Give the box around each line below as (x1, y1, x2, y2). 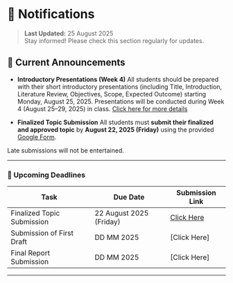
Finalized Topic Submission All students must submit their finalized (17, 118, 214, 126)
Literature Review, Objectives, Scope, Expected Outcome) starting (17, 89, 207, 98)
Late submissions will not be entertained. (7, 146, 125, 155)
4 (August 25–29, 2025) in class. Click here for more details (17, 104, 188, 113)
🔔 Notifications (7, 6, 95, 22)
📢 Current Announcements (7, 57, 126, 69)
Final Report (10, 248, 51, 258)
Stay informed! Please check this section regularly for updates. (24, 36, 205, 44)
